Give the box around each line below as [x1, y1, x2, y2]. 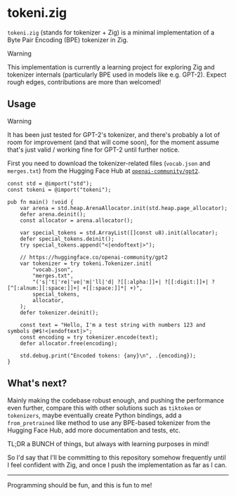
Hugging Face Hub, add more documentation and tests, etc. [7, 426, 181, 434]
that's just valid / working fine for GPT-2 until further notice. [7, 145, 181, 154]
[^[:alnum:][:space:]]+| [7, 285, 80, 292]
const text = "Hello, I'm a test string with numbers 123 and [20, 321, 206, 328]
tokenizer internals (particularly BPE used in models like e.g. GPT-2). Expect [7, 70, 227, 79]
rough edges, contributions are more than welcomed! [7, 77, 162, 86]
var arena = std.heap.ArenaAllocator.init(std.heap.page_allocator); [20, 204, 228, 211]
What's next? [7, 377, 67, 389]
